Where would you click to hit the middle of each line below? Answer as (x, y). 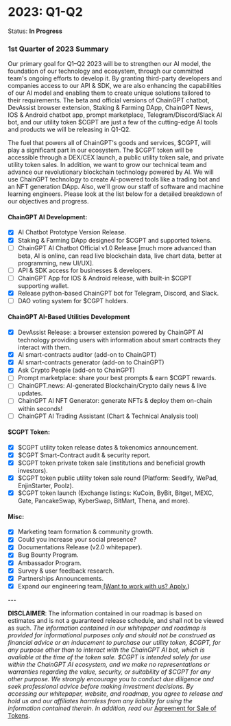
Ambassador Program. (49, 563)
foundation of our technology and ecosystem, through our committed (106, 71)
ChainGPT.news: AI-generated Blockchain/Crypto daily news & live (112, 386)
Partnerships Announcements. (61, 578)
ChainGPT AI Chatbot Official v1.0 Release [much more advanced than (117, 247)
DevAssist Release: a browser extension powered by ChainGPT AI (110, 332)
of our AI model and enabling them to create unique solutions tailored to (109, 93)
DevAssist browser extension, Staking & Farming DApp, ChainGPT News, (110, 108)
